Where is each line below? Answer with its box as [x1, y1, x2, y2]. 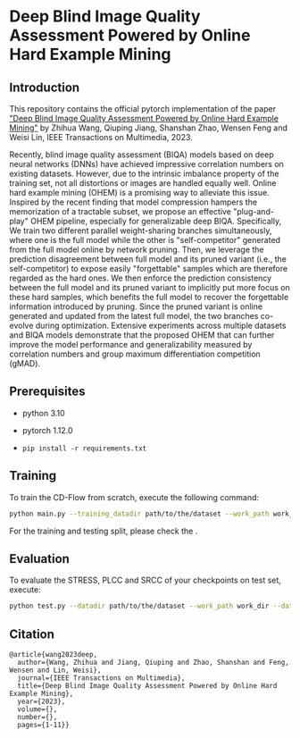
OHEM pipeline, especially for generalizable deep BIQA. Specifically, [29, 216, 282, 226]
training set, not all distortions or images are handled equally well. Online [9, 178, 277, 189]
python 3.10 [21, 407, 65, 418]
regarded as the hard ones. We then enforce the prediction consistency [9, 273, 272, 283]
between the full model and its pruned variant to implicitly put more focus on [9, 282, 290, 292]
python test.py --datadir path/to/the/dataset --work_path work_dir [9, 601, 270, 611]
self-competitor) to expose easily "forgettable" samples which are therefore [9, 264, 288, 273]
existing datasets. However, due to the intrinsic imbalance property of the [9, 168, 279, 179]
